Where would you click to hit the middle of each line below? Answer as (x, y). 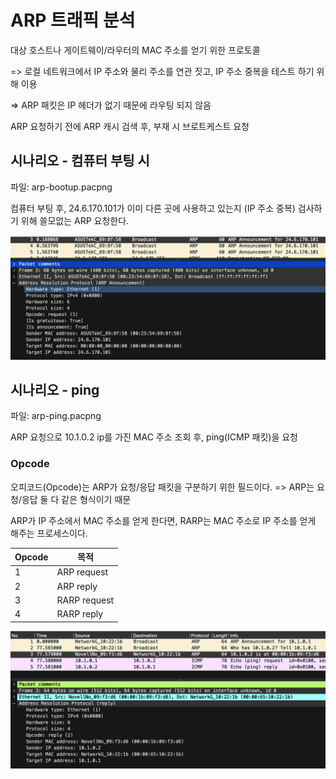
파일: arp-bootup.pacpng (61, 187)
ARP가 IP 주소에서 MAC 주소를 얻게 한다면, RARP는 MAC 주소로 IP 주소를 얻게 (163, 520)
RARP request (85, 600)
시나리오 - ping (55, 389)
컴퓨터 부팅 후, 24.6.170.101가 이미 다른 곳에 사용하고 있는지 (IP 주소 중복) (153, 208)
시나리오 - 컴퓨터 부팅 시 (80, 161)
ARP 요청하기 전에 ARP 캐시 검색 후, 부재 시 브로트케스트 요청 (130, 126)
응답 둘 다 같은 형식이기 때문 (76, 499)
